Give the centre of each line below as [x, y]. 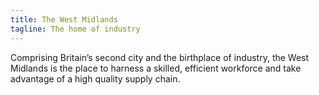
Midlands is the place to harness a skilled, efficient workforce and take [156, 68]
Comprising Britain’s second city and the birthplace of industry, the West [160, 57]
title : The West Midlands [64, 19]
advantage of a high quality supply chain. [95, 78]
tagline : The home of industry [75, 29]
